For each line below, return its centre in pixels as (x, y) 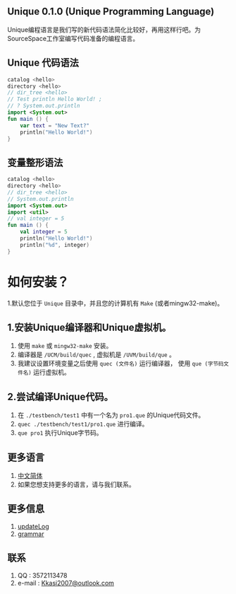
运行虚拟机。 (51, 372)
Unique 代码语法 (43, 63)
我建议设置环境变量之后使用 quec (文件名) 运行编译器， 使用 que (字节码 (120, 363)
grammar (31, 534)
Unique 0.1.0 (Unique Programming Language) (111, 12)
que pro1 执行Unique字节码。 (60, 433)
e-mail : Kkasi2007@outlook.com (66, 583)
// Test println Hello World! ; (55, 99)
